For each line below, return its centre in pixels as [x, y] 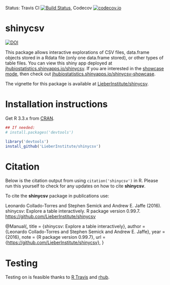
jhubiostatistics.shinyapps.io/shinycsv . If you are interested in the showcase [84, 68]
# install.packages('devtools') [39, 132]
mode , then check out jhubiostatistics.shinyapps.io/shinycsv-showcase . [80, 74]
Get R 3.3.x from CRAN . [30, 118]
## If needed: [20, 128]
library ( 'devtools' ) [27, 141]
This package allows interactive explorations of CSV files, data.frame [77, 52]
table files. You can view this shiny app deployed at [59, 63]
